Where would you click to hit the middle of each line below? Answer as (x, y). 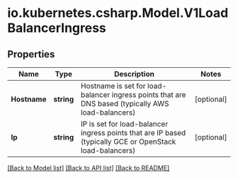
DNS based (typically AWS (125, 104)
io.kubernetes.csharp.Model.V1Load (118, 13)
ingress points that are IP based (133, 133)
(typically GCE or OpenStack (128, 142)
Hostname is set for (113, 86)
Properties (31, 54)
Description (134, 74)
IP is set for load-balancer (124, 124)
